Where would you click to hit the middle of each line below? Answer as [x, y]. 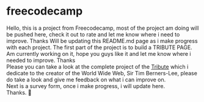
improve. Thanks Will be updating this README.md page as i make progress [102, 41]
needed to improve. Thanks [41, 60]
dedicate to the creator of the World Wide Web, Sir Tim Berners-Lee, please [102, 73]
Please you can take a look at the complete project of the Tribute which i [97, 66]
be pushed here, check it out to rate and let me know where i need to [93, 34]
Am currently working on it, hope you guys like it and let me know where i [99, 53]
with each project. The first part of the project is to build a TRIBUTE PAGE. [99, 47]
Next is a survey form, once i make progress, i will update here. [86, 86]
